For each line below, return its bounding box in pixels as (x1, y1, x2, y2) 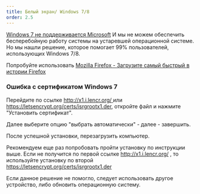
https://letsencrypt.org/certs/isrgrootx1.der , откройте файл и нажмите (6, 102, 181, 110)
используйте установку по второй (6, 156, 94, 163)
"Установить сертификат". (6, 109, 73, 116)
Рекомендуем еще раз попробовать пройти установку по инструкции (6, 144, 186, 151)
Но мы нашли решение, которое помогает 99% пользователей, (6, 43, 169, 51)
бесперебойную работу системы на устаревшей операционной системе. (6, 37, 195, 44)
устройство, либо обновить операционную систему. (6, 181, 141, 188)
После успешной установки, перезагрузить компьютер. (6, 132, 150, 140)
